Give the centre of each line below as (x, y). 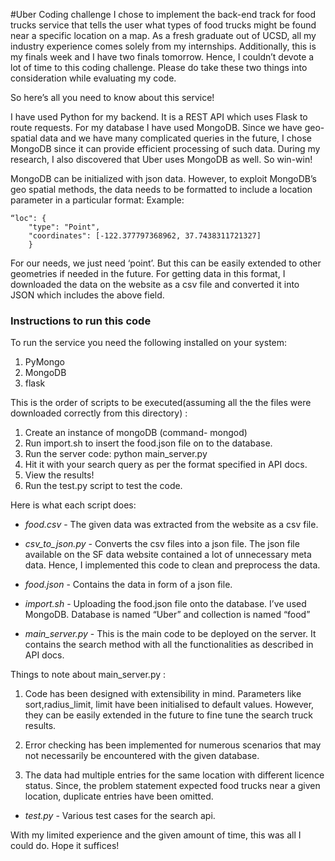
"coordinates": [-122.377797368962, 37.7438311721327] (145, 236)
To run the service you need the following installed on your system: (149, 343)
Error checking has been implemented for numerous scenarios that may (173, 745)
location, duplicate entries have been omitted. (119, 796)
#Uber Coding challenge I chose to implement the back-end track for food (163, 14)
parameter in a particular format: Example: (97, 200)
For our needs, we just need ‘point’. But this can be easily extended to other (166, 263)
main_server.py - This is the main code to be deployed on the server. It (170, 634)
